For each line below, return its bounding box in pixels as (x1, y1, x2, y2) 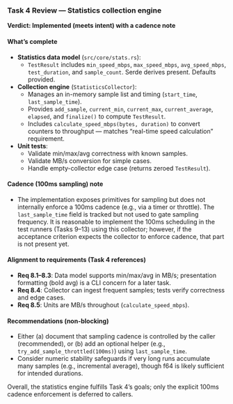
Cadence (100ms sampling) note (7, 180, 104, 188)
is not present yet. (17, 240, 70, 248)
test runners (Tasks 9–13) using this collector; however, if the (17, 225, 192, 233)
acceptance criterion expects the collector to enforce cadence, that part (17, 232, 225, 240)
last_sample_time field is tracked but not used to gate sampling (17, 210, 199, 218)
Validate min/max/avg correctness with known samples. (27, 149, 188, 157)
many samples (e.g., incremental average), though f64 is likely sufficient (17, 362, 225, 371)
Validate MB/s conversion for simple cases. (27, 156, 152, 165)
